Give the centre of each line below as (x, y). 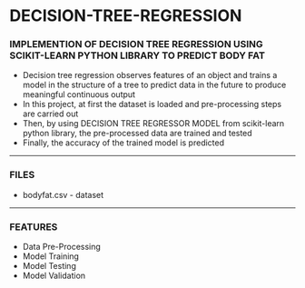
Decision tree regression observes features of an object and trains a (150, 75)
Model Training (51, 256)
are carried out (50, 114)
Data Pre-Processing (62, 247)
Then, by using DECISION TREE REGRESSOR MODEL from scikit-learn (153, 124)
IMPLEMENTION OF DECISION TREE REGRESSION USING (136, 45)
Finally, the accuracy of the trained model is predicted (123, 143)
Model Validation (54, 276)
